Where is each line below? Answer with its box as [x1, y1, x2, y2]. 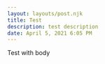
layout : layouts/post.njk [7, 10, 83, 17]
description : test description [7, 23, 99, 30]
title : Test [7, 17, 42, 24]
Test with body [7, 49, 50, 57]
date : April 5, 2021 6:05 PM [7, 29, 92, 37]
